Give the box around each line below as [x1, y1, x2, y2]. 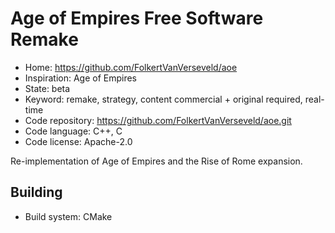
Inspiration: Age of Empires [24, 72, 138, 84]
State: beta [24, 82, 71, 94]
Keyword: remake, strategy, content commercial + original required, [24, 93, 303, 105]
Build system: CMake [24, 210, 113, 222]
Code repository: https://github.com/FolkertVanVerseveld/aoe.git [24, 114, 292, 126]
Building [10, 184, 63, 201]
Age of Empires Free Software [10, 7, 264, 30]
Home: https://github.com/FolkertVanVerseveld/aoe [24, 61, 238, 73]
